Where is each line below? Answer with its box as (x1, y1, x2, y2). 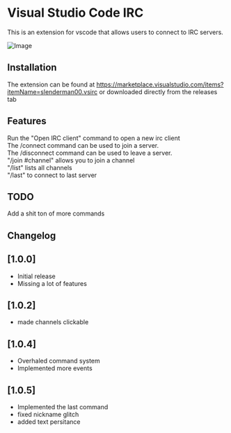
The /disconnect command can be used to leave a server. (7, 149, 173, 157)
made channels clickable (17, 318, 89, 326)
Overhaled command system (17, 357, 101, 365)
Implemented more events (17, 364, 93, 372)
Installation (7, 61, 57, 74)
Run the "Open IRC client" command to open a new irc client (7, 134, 181, 142)
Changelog (7, 229, 56, 241)
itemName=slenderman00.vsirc (7, 87, 98, 96)
